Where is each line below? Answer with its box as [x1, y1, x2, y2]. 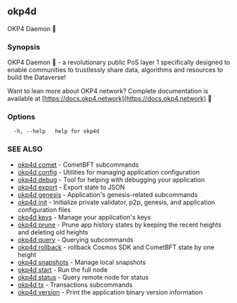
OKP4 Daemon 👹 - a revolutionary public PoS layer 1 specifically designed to [7, 58, 231, 66]
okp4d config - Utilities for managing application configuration [17, 167, 200, 176]
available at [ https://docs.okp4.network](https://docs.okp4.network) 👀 [7, 95, 212, 103]
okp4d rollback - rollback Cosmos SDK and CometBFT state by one [17, 243, 214, 251]
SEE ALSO [7, 144, 43, 154]
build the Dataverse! [7, 73, 66, 82]
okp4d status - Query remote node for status [17, 273, 149, 281]
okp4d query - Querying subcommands [17, 235, 134, 244]
